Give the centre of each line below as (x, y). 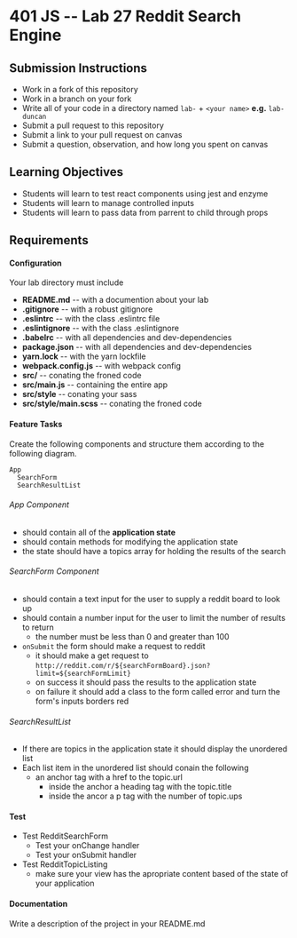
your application (65, 883)
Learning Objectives (66, 172)
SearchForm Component (54, 571)
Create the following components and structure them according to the (137, 444)
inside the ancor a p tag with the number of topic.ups (145, 796)
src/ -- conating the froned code (82, 376)
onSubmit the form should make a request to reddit (113, 647)
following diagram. (43, 453)
